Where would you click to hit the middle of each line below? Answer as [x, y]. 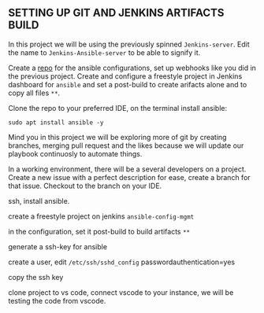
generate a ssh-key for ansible [58, 246]
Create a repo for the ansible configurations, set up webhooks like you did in [132, 68]
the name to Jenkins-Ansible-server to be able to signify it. [104, 52]
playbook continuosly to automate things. [75, 153]
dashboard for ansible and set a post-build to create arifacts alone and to [128, 84]
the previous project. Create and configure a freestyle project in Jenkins [125, 76]
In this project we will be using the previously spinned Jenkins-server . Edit [129, 44]
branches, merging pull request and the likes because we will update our [126, 145]
